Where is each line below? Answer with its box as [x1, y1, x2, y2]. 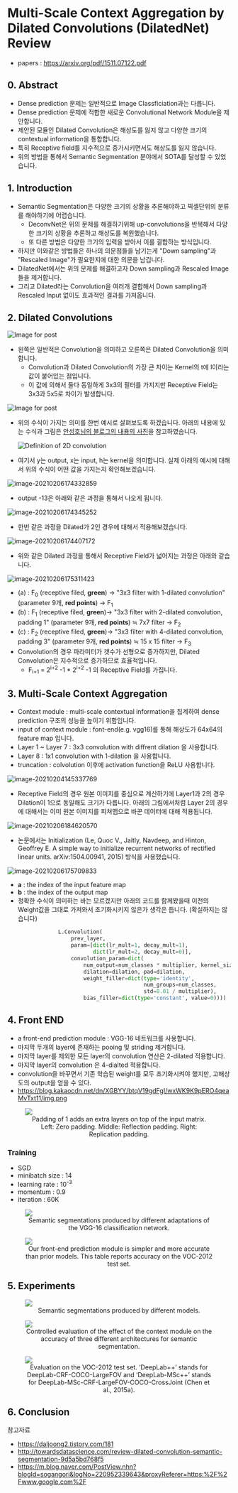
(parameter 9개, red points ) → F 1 [17, 599, 113, 609]
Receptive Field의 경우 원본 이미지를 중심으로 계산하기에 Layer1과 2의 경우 [17, 790, 225, 798]
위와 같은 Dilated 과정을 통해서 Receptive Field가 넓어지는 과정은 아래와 [17, 552, 217, 560]
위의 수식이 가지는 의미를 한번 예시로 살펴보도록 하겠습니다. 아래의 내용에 [17, 418, 218, 427]
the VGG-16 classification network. [68, 1223, 170, 1232]
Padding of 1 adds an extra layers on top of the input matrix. [31, 1114, 207, 1123]
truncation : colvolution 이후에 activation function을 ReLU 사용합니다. [17, 761, 215, 769]
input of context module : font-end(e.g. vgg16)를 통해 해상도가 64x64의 [17, 725, 223, 734]
